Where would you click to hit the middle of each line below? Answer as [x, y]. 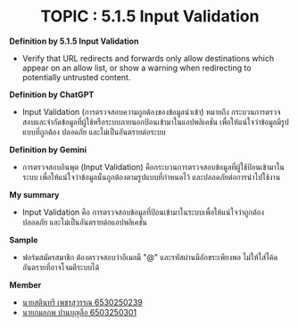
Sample [24, 240]
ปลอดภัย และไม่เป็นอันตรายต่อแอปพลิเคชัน [84, 222]
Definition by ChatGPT [52, 94]
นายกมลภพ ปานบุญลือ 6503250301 [79, 312]
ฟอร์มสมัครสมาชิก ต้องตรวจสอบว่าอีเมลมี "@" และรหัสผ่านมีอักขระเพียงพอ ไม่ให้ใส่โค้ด [150, 257]
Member [25, 285]
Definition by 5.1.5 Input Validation [74, 41]
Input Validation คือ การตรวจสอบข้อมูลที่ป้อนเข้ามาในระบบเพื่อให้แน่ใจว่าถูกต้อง [143, 212]
